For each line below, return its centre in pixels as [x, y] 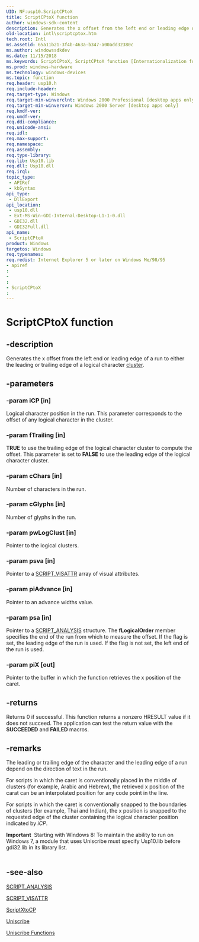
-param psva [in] [31, 561]
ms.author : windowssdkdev [38, 50]
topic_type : [21, 177]
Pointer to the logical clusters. [42, 545]
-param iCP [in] [29, 400]
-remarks [24, 748]
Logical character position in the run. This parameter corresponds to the [94, 413]
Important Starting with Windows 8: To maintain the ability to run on [90, 835]
